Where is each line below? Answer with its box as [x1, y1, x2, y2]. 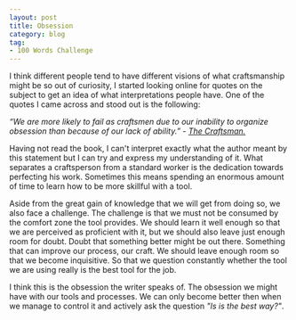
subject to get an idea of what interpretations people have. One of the [9, 90, 265, 101]
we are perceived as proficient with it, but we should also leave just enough [9, 226, 286, 237]
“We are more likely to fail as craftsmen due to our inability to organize [9, 117, 269, 127]
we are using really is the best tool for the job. [9, 265, 177, 275]
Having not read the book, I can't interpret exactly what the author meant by [9, 144, 287, 154]
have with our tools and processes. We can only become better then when [9, 291, 282, 302]
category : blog [9, 29, 66, 38]
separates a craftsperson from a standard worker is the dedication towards [9, 162, 284, 173]
